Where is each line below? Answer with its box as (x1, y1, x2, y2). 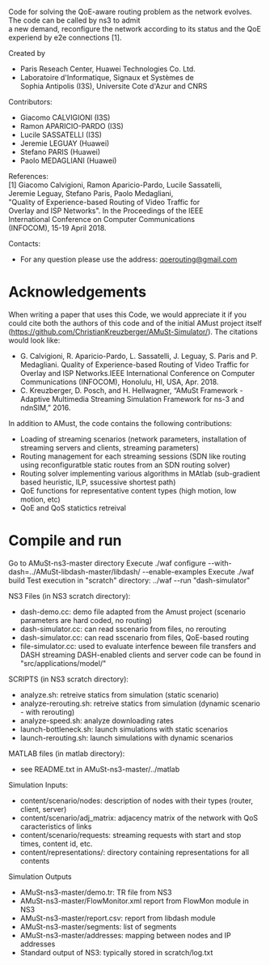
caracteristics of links (19, 822, 92, 831)
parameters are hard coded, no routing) (19, 615, 152, 625)
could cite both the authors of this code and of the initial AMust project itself (8, 318, 263, 327)
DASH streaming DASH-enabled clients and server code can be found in (19, 650, 261, 660)
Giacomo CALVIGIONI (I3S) (19, 113, 111, 122)
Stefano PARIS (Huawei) (19, 147, 101, 156)
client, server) (19, 804, 67, 813)
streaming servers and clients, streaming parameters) (19, 442, 200, 452)
